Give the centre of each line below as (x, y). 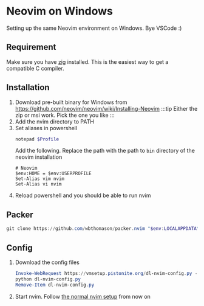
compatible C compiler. (36, 68)
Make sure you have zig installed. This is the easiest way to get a (87, 61)
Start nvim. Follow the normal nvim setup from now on (83, 296)
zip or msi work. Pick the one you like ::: (65, 115)
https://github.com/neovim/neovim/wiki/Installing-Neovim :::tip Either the (106, 108)
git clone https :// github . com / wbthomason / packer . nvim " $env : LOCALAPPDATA (102, 229)
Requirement (31, 47)
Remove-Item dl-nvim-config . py (55, 285)
